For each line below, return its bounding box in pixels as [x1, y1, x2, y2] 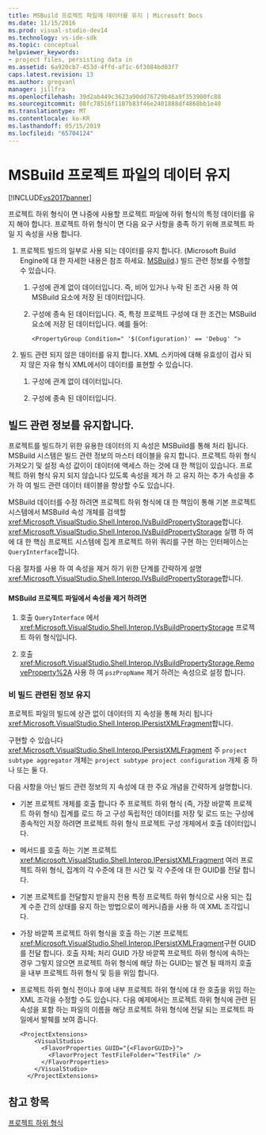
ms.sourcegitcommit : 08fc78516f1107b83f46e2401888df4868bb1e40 [8, 100, 222, 108]
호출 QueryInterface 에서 [19, 612, 100, 622]
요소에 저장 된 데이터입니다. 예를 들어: [31, 318, 148, 329]
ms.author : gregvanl [8, 78, 77, 86]
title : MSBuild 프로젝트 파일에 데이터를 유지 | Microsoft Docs [8, 11, 203, 20]
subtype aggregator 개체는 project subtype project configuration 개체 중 [8, 755, 249, 764]
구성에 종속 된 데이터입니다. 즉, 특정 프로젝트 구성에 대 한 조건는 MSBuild [31, 309, 257, 318]
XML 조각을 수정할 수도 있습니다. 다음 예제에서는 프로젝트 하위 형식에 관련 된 [19, 995, 256, 1004]
